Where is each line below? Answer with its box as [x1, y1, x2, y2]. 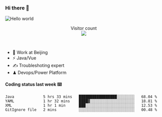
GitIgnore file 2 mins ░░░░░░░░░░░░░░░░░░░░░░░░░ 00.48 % [5, 107, 157, 112]
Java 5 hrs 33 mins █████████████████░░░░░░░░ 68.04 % [5, 94, 157, 99]
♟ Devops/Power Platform [12, 69, 67, 76]
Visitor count [70, 25, 97, 31]
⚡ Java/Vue [12, 55, 36, 61]
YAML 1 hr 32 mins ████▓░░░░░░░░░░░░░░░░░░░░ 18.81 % [5, 99, 157, 104]
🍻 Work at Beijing [12, 50, 48, 56]
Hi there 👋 [5, 4, 30, 11]
